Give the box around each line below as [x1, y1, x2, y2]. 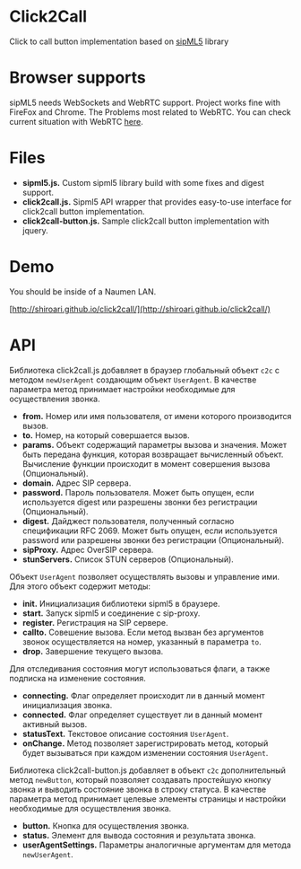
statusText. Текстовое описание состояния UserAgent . [21, 728, 229, 739]
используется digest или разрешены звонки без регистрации [21, 496, 258, 507]
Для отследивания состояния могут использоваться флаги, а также [9, 663, 271, 674]
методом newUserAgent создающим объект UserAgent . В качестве [9, 374, 257, 385]
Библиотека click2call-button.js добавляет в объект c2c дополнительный [9, 765, 287, 776]
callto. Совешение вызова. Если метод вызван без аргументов [21, 627, 264, 637]
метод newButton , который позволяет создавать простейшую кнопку [9, 774, 271, 785]
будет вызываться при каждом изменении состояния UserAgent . [21, 747, 269, 758]
